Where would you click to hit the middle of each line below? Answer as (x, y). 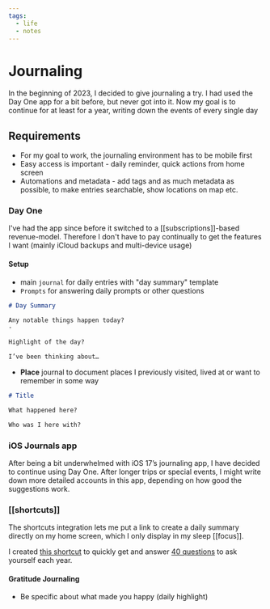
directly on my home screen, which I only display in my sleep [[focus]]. (126, 536)
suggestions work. (39, 488)
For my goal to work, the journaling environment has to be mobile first (136, 155)
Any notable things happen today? (67, 320)
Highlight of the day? (46, 342)
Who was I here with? (45, 425)
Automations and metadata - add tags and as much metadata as (127, 181)
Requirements (44, 135)
